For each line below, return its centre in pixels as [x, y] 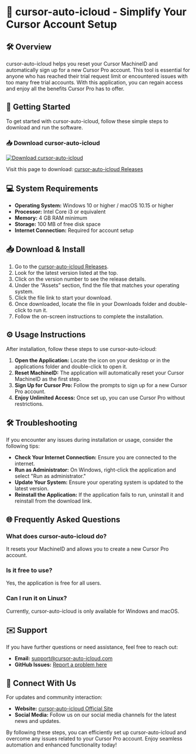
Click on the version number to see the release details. [80, 279]
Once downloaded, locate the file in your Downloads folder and [91, 303]
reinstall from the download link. [53, 501]
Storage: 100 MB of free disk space [58, 224]
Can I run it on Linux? [37, 598]
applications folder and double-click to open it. [71, 366]
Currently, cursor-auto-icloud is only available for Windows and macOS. [93, 611]
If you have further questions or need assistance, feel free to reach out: [92, 647]
